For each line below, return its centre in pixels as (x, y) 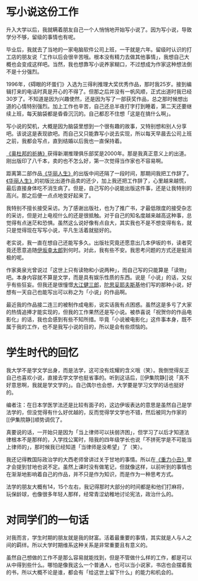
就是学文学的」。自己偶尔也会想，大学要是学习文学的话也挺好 (110, 385)
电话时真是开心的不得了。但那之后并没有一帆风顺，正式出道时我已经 (109, 91)
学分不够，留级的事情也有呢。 (42, 37)
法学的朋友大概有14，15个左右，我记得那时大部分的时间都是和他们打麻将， (97, 487)
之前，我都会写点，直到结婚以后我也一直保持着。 (65, 141)
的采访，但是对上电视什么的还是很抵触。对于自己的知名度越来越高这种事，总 (99, 215)
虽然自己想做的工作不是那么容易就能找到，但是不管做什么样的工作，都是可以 (99, 557)
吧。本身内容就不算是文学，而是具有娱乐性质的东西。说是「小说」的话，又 (96, 277)
